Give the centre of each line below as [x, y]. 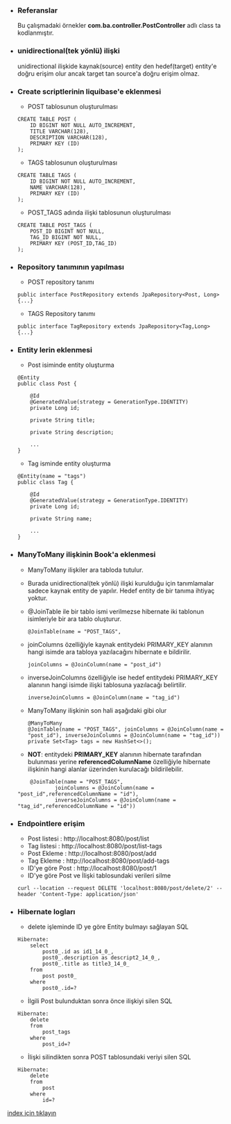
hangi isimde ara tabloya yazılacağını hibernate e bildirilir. [109, 652]
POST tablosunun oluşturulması [72, 106]
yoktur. [37, 598]
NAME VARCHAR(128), [58, 187]
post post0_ [60, 976]
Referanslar [37, 10]
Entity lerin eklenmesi [54, 350]
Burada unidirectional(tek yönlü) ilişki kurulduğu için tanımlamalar [121, 583]
